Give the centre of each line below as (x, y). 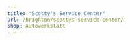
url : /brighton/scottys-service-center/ (66, 20)
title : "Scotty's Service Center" (56, 13)
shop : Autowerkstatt (37, 26)
